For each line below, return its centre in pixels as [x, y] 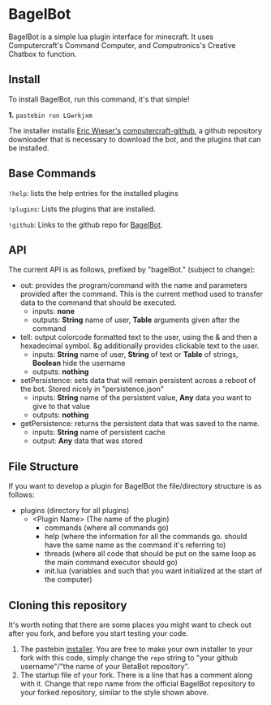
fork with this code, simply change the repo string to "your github [129, 658]
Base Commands [52, 174]
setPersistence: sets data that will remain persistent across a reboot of [138, 381]
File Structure [43, 466]
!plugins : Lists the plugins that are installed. [82, 209]
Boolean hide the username [79, 363]
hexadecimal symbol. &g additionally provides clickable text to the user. [140, 346]
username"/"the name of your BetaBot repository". [105, 666]
